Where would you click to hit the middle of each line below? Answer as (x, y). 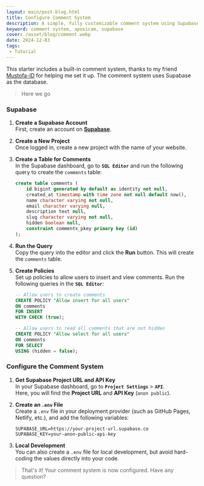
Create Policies (35, 270)
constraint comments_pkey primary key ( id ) (82, 229)
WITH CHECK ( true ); (40, 317)
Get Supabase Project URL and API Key (65, 380)
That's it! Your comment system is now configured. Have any (97, 470)
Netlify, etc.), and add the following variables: (72, 417)
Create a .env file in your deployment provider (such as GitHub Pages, (103, 411)
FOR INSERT (29, 312)
